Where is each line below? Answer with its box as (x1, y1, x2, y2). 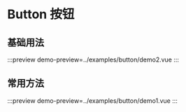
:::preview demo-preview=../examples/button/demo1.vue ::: (7, 96, 178, 105)
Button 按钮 (7, 6, 75, 22)
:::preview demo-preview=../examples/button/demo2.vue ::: (7, 55, 180, 64)
